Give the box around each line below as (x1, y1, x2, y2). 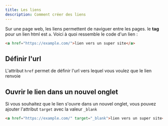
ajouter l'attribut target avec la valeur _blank (5, 106, 97, 112)
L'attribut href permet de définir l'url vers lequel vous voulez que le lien (5, 68, 152, 74)
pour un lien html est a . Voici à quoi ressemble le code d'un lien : (5, 31, 138, 37)
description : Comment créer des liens (5, 12, 86, 17)
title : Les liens (5, 7, 41, 12)
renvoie (5, 73, 21, 79)
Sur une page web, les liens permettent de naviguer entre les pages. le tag (5, 25, 159, 31)
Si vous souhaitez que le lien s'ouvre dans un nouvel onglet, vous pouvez (5, 101, 156, 106)
